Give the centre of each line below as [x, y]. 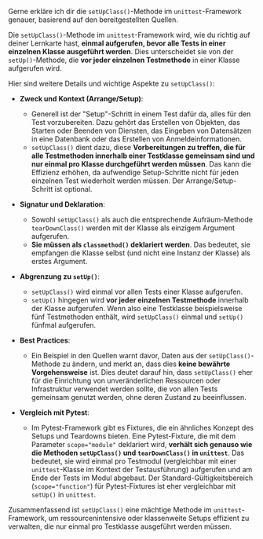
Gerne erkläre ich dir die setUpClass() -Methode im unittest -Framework [125, 11]
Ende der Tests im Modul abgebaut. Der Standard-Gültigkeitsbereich [142, 478]
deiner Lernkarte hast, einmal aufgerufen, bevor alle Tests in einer [117, 43]
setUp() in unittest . [64, 495]
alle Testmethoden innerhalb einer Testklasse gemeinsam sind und [143, 156]
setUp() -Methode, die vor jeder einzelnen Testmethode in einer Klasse [124, 60]
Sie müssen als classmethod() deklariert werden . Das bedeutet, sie [141, 244]
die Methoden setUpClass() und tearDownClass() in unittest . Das [138, 453]
